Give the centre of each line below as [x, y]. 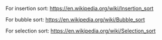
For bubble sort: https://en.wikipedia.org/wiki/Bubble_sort [75, 19]
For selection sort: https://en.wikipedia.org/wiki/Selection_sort [81, 31]
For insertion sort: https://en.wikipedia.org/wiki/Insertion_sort [80, 8]
